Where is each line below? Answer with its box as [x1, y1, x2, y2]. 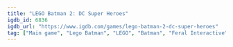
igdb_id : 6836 [7, 17, 49, 23]
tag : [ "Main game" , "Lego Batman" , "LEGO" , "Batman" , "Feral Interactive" [7, 29, 228, 37]
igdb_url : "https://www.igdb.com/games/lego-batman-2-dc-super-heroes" [7, 23, 218, 30]
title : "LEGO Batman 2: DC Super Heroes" [7, 10, 129, 17]
